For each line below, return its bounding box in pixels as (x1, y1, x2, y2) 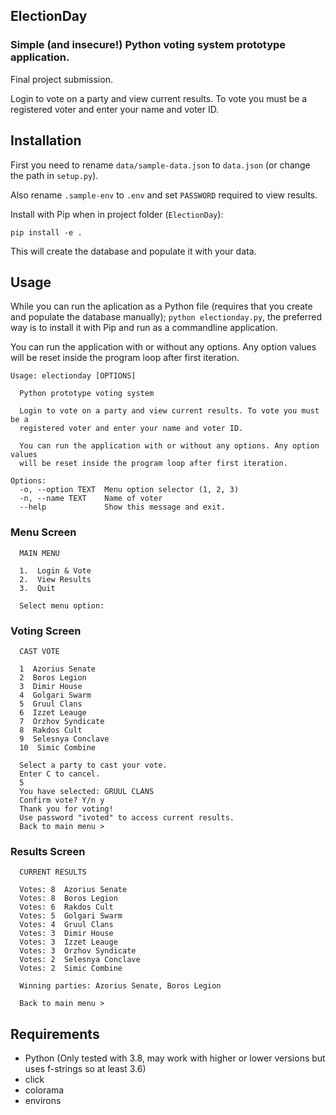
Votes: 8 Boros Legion (19, 894, 118, 904)
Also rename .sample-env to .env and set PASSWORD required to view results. (10, 189, 318, 201)
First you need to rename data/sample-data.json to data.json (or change (10, 159, 311, 171)
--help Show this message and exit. (19, 502, 226, 513)
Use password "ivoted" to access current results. (19, 812, 235, 823)
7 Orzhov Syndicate (19, 716, 105, 726)
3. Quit (19, 583, 56, 593)
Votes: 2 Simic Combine (19, 964, 123, 974)
